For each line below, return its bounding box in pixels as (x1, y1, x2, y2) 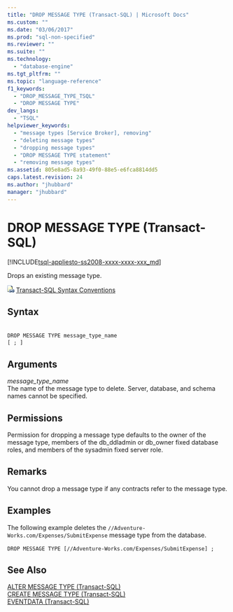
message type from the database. (109, 531, 207, 539)
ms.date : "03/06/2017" (7, 26, 73, 33)
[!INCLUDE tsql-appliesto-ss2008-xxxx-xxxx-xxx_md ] (7, 258, 162, 266)
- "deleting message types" (13, 137, 96, 144)
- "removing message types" (13, 159, 96, 166)
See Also (7, 564, 47, 576)
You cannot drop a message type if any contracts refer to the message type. (7, 484, 227, 493)
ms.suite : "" (7, 48, 45, 55)
